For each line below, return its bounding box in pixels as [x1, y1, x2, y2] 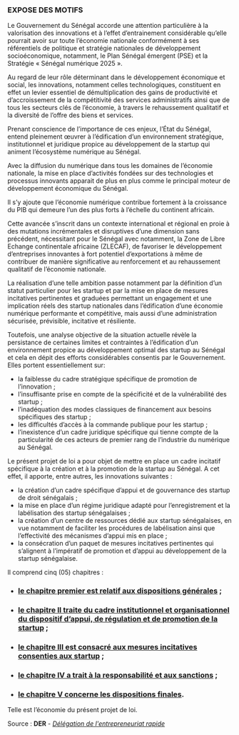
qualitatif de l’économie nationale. [7, 265, 107, 274]
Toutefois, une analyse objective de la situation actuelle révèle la [7, 331, 197, 339]
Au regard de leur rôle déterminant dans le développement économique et [7, 73, 225, 81]
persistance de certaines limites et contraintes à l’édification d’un [7, 338, 198, 347]
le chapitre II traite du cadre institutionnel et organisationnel [17, 605, 230, 615]
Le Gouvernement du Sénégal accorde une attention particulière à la [7, 21, 209, 30]
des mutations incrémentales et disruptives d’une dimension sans [7, 227, 200, 236]
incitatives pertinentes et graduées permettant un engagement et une [7, 294, 212, 303]
